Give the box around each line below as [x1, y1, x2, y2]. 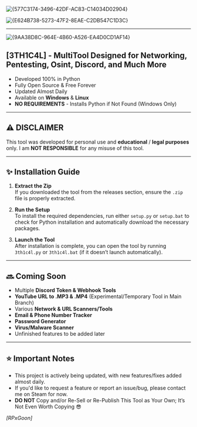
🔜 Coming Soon [6, 271, 66, 281]
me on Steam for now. [14, 391, 68, 398]
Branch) [14, 299, 34, 306]
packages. [14, 225, 40, 232]
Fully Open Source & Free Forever [14, 81, 97, 88]
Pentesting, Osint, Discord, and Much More [6, 60, 167, 70]
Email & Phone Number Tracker [14, 312, 93, 319]
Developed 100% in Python [14, 75, 80, 82]
